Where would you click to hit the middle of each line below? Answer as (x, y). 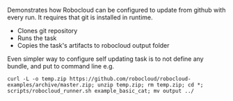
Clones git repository (47, 31)
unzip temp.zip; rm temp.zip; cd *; (150, 85)
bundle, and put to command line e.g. (61, 66)
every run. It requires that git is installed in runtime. (80, 17)
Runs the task (37, 38)
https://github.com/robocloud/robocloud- (130, 79)
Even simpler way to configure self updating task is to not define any (105, 59)
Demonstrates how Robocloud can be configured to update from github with (116, 10)
